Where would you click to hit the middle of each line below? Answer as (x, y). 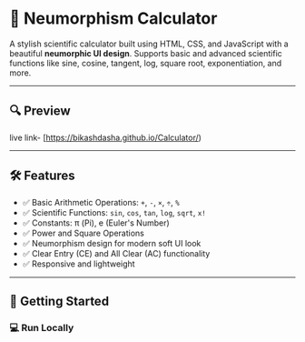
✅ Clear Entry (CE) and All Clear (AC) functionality (116, 253)
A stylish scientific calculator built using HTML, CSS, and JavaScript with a (149, 44)
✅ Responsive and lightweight (79, 264)
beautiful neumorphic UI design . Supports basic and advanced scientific (146, 53)
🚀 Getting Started (59, 301)
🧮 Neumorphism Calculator (113, 19)
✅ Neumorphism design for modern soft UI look (112, 243)
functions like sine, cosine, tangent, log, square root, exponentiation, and (146, 63)
